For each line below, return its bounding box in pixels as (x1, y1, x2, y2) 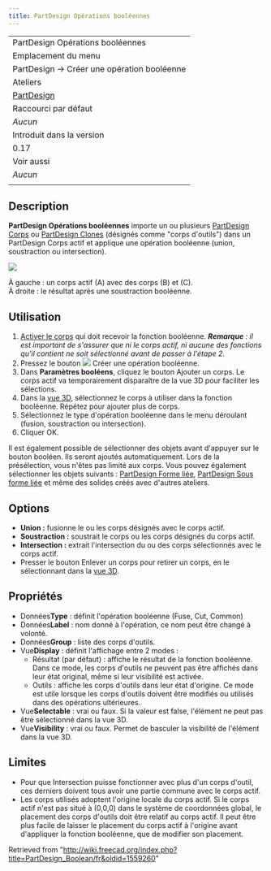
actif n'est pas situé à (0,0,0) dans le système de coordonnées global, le (19, 803, 262, 812)
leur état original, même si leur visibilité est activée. (32, 671, 204, 681)
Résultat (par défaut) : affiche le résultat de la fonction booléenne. (32, 654, 253, 664)
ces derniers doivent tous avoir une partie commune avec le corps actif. (19, 786, 261, 795)
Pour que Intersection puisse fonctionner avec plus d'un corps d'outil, (19, 777, 254, 786)
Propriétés (8, 590, 63, 604)
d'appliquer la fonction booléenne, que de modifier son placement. (19, 829, 243, 838)
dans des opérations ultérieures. (32, 697, 141, 707)
